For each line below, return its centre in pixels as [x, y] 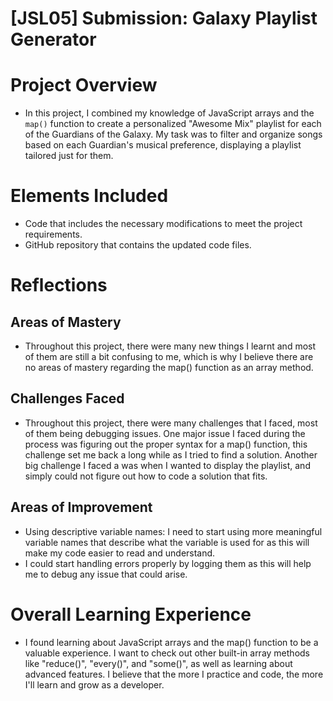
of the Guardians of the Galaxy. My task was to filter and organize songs [173, 134]
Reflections [59, 285]
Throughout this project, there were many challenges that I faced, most [171, 423]
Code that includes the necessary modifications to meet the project [163, 224]
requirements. [53, 234]
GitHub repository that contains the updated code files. [138, 245]
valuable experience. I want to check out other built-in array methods [167, 653]
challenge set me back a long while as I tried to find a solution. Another [171, 454]
